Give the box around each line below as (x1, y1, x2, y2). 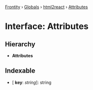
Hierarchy (5, 40, 36, 48)
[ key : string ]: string (12, 79, 52, 85)
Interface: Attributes (5, 21, 89, 32)
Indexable (5, 67, 36, 75)
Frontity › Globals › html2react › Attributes (5, 4, 88, 10)
